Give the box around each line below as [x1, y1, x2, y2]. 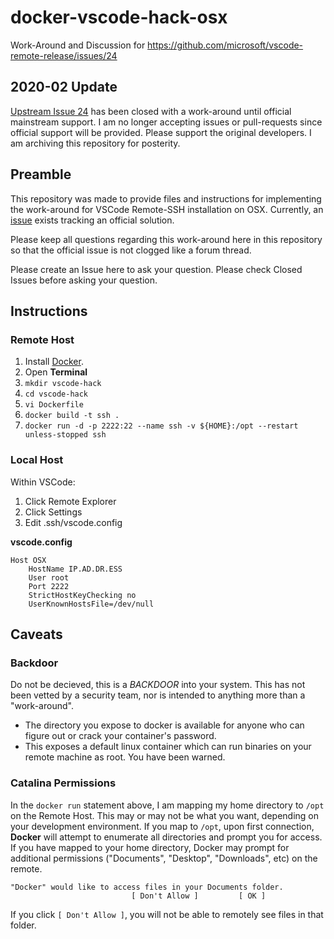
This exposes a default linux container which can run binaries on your [24, 741, 312, 753]
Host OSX [10, 555, 47, 565]
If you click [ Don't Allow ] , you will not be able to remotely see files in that [10, 908, 324, 920]
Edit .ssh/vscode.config [24, 516, 123, 528]
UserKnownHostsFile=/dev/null [28, 599, 155, 609]
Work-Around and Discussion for [10, 39, 146, 51]
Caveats [10, 626, 63, 643]
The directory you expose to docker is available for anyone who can [24, 719, 305, 731]
